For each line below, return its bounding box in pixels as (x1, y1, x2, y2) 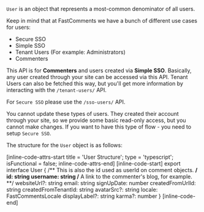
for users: (6, 24, 31, 31)
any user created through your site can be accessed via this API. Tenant (6, 74, 188, 80)
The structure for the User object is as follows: (6, 142, 123, 149)
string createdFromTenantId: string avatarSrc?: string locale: (6, 186, 158, 193)
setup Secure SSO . (6, 130, 51, 137)
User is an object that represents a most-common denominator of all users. (6, 6, 195, 12)
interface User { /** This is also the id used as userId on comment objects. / (6, 167, 198, 173)
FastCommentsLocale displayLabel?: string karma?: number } (6, 192, 161, 200)
